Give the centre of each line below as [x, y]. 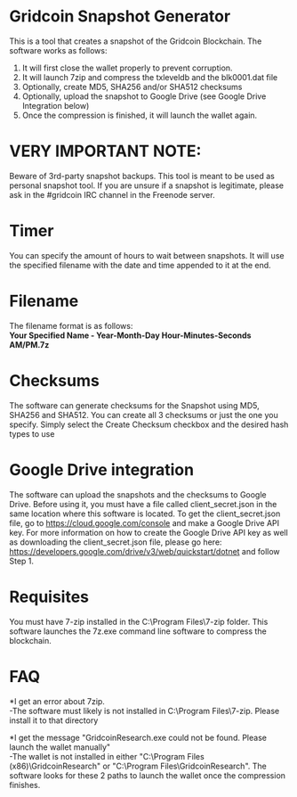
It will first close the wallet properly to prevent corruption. [127, 68]
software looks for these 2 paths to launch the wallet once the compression [148, 775]
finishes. [25, 785]
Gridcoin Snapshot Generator [120, 16]
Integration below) [56, 105]
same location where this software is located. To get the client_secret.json [145, 514]
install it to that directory [54, 720]
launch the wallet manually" [60, 747]
